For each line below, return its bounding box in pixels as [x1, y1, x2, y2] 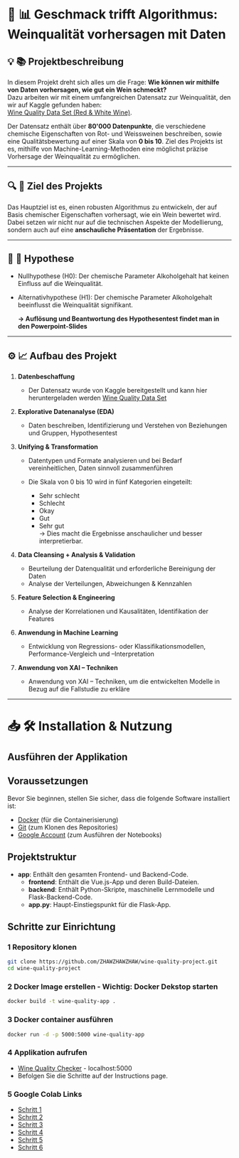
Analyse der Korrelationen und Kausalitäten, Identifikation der [28, 607, 208, 616]
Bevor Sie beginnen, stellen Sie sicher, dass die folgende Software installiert [7, 794, 230, 802]
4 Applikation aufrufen [7, 1048, 87, 1058]
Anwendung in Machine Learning [17, 628, 119, 637]
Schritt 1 [17, 1105, 42, 1114]
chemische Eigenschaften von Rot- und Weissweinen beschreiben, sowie [7, 129, 223, 138]
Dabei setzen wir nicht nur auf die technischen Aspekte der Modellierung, [7, 218, 223, 226]
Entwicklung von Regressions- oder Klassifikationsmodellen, [28, 642, 206, 651]
